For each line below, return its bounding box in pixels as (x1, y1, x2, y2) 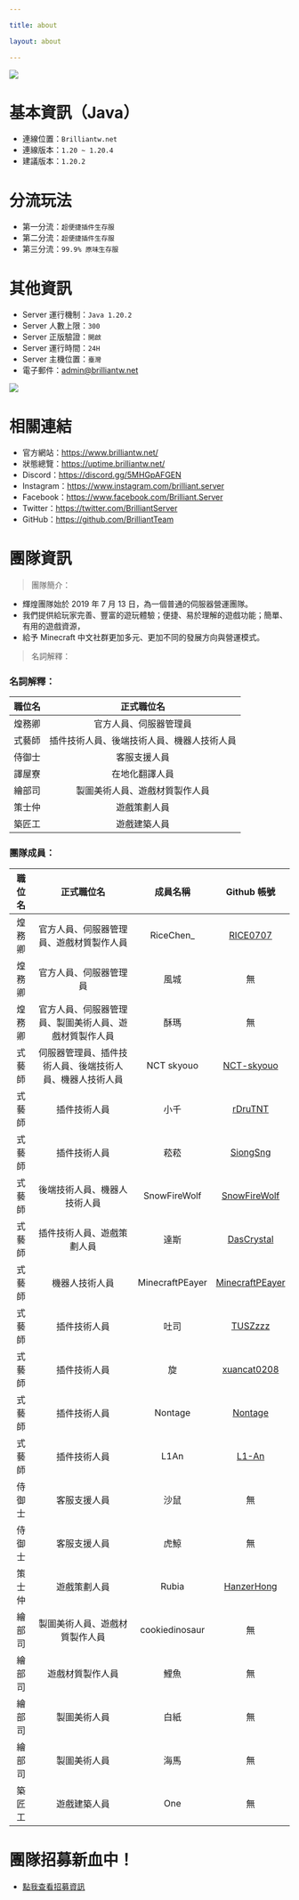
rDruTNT (232, 1102, 270, 1115)
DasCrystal (227, 1232, 274, 1245)
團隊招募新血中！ (9, 1849, 135, 1870)
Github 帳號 (225, 885, 276, 897)
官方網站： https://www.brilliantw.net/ (21, 447, 158, 459)
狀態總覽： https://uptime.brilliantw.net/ (21, 459, 166, 469)
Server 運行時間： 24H (21, 343, 101, 353)
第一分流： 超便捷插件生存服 (21, 222, 115, 232)
